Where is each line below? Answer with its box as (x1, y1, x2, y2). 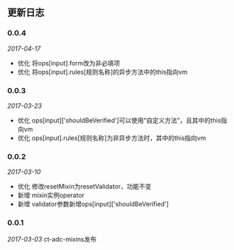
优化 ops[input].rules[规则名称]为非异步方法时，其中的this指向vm (17, 133, 206, 142)
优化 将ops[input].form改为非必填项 (17, 58, 121, 67)
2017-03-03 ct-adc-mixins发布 (7, 235, 97, 243)
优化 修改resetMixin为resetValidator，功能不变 (17, 182, 152, 191)
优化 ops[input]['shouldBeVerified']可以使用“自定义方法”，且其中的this (17, 115, 221, 125)
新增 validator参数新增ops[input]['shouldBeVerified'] (17, 200, 169, 208)
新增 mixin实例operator (17, 191, 85, 199)
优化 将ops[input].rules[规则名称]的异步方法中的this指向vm (17, 68, 188, 76)
